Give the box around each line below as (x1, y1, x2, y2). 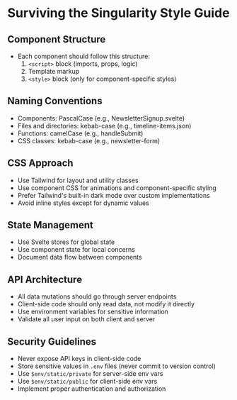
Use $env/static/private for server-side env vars (17, 370, 163, 378)
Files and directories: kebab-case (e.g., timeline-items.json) (17, 121, 192, 130)
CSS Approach (7, 157, 74, 170)
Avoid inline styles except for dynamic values (17, 199, 150, 207)
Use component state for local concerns (17, 245, 136, 254)
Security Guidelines (7, 335, 97, 348)
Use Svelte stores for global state (17, 238, 115, 246)
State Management (7, 219, 93, 231)
